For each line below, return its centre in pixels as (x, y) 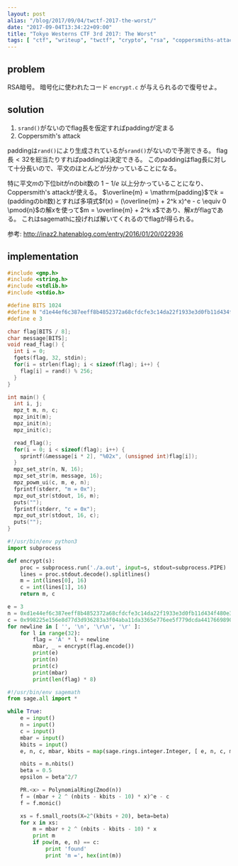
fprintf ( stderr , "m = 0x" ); (55, 489)
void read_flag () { (36, 345)
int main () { (27, 397)
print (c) (46, 666)
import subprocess (34, 548)
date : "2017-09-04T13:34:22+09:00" (60, 27)
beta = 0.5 (36, 771)
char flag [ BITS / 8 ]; (39, 331)
